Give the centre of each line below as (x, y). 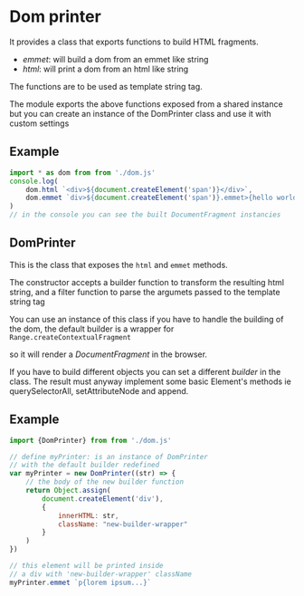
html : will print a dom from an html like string (105, 69)
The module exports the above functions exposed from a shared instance (146, 104)
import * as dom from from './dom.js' (82, 173)
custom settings (39, 123)
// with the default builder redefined (85, 465)
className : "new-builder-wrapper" (123, 524)
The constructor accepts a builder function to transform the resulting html (147, 282)
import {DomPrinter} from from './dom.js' (90, 440)
